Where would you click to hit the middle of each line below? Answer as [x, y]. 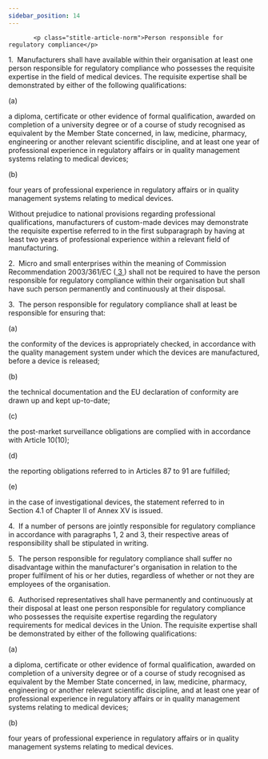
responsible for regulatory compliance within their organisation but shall [127, 280]
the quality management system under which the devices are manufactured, [134, 352]
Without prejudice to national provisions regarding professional [112, 214]
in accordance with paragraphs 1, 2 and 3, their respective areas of [119, 534]
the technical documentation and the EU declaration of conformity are [124, 392]
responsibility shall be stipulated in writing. [79, 543]
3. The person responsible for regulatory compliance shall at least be [123, 304]
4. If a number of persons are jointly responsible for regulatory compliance [132, 526]
